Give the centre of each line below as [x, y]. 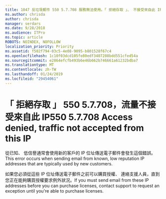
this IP [18, 138]
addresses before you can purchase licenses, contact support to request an [82, 186]
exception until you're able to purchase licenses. [54, 191]
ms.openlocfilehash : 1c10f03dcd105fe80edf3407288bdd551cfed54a [72, 56]
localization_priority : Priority [40, 47]
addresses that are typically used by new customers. [59, 163]
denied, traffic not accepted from [75, 128]
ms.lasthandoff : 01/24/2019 [34, 74]
